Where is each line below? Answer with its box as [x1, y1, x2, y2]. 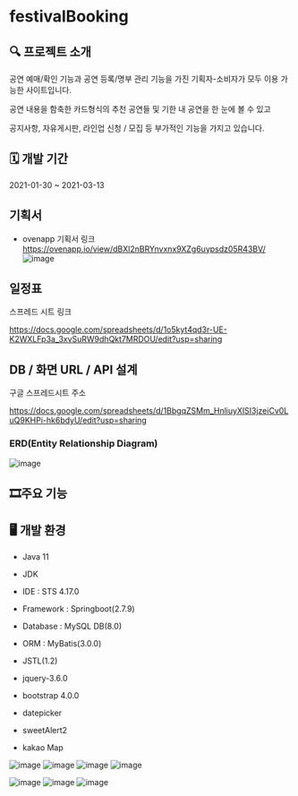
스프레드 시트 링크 [9, 306, 72, 317]
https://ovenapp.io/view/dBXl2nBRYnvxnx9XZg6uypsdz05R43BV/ [21, 244, 267, 254]
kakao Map [21, 741, 64, 753]
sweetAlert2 [21, 724, 68, 735]
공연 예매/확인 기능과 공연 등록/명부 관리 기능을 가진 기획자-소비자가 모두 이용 [9, 73, 279, 84]
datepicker [21, 707, 63, 718]
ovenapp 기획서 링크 [21, 233, 96, 244]
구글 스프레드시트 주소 [9, 388, 87, 398]
